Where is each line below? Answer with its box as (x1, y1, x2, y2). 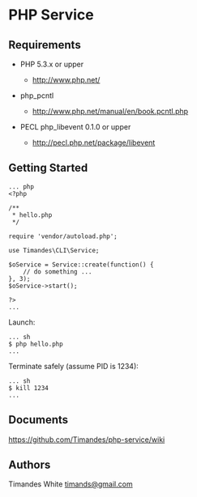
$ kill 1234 (8, 384, 49, 392)
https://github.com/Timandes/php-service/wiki (8, 435, 165, 444)
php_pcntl (19, 91, 54, 100)
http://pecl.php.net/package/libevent (32, 138, 156, 147)
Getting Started (8, 161, 88, 175)
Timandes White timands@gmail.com (8, 479, 133, 489)
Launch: (8, 317, 36, 327)
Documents (8, 413, 69, 427)
